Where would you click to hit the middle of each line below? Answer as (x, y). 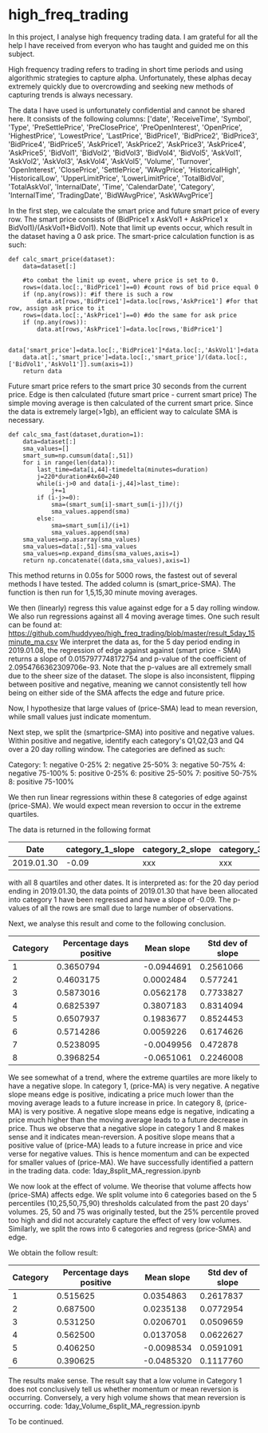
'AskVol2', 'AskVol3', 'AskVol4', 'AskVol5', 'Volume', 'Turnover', (110, 161)
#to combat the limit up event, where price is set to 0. (121, 280)
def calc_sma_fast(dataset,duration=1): (77, 434)
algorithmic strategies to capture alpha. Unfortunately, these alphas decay (130, 78)
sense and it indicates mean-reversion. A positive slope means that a (122, 1136)
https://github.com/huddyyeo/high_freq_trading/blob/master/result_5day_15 (132, 633)
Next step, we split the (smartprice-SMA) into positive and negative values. (132, 732)
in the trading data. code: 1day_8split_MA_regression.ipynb (104, 1170)
